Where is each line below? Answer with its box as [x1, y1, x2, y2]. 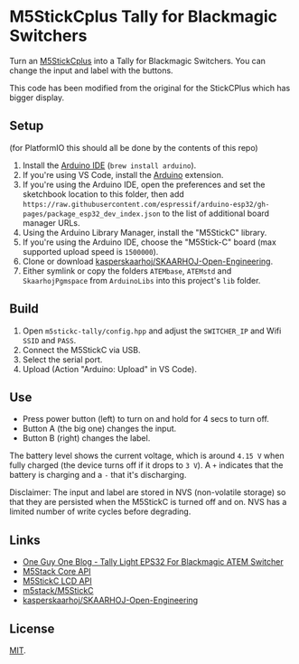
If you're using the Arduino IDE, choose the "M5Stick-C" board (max [22, 237, 277, 248]
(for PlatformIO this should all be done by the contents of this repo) [9, 142, 259, 153]
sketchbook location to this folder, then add [22, 188, 185, 200]
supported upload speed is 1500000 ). [22, 246, 159, 257]
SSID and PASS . [22, 334, 77, 345]
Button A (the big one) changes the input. [22, 423, 177, 435]
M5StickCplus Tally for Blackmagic [9, 6, 278, 27]
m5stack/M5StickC [22, 585, 94, 596]
